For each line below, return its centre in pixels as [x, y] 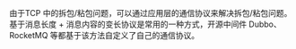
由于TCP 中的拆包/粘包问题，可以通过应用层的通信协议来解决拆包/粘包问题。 [151, 13]
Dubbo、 [265, 24]
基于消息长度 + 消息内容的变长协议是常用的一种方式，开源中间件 [128, 24]
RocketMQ [29, 35]
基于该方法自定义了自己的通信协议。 [133, 35]
